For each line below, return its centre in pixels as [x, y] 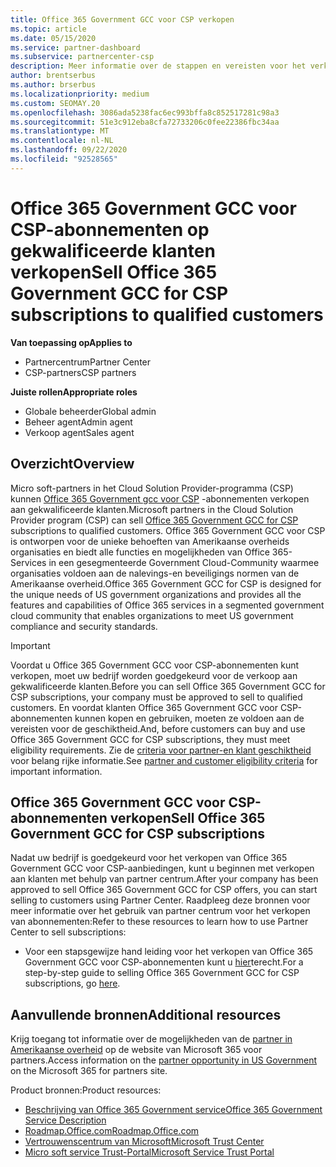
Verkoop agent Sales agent [79, 432]
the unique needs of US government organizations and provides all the [156, 594]
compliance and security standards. [84, 626]
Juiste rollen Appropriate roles [74, 392]
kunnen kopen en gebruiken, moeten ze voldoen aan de [189, 718]
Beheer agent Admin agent [78, 422]
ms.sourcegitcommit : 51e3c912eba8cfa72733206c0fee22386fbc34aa [145, 122]
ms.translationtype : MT [60, 131]
